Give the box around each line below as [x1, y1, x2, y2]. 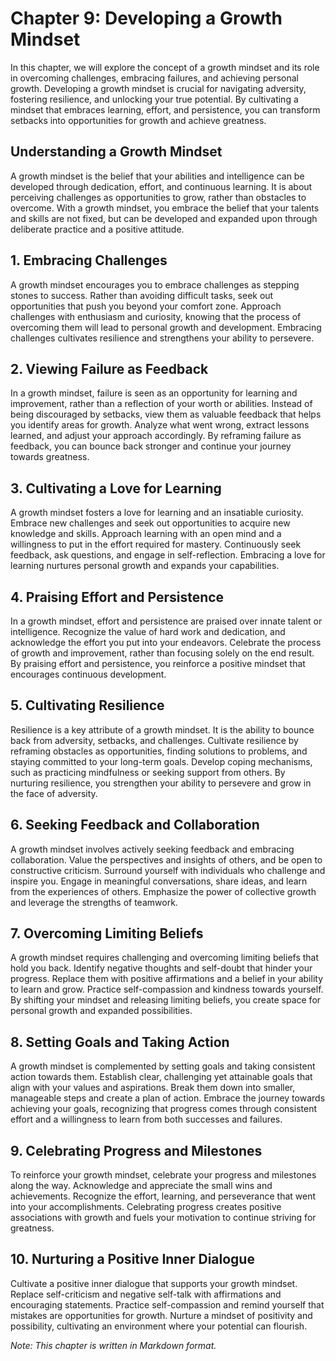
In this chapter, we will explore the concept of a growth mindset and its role [10, 61, 320, 73]
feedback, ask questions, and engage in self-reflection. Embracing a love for [10, 549, 326, 561]
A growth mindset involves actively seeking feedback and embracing [10, 843, 295, 855]
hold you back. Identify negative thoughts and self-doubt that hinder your [10, 962, 313, 974]
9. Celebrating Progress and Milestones [10, 1142, 263, 1159]
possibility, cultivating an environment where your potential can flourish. [10, 1320, 308, 1332]
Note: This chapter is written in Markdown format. [10, 1339, 217, 1351]
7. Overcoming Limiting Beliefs [10, 925, 204, 942]
